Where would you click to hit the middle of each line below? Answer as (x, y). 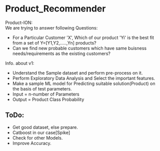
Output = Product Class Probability (48, 99)
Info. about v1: (20, 63)
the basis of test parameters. (42, 88)
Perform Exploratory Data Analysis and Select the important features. (84, 78)
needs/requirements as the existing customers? (61, 53)
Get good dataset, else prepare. (45, 127)
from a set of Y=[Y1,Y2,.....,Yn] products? (54, 42)
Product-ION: (19, 22)
